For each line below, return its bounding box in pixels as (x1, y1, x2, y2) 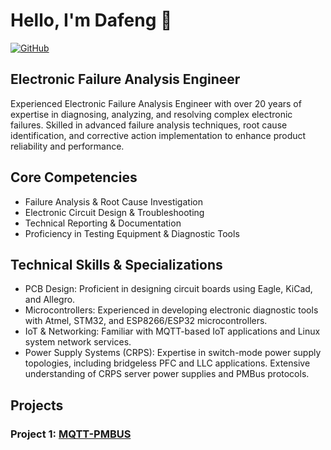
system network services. (24, 336, 132, 348)
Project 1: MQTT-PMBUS (10, 427, 132, 441)
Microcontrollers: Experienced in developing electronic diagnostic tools (24, 304, 319, 316)
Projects (10, 397, 64, 414)
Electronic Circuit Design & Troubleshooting (24, 206, 205, 218)
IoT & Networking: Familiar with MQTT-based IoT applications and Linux (24, 325, 321, 338)
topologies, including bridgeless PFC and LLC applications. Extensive (24, 357, 311, 369)
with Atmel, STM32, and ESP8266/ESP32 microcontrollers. (24, 315, 268, 327)
